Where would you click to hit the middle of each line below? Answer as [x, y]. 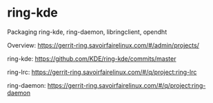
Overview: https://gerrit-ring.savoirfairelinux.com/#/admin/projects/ [103, 45]
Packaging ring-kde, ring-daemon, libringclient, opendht [87, 32]
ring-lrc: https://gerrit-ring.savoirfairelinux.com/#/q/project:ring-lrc [102, 72]
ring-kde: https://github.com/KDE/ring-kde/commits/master [92, 58]
